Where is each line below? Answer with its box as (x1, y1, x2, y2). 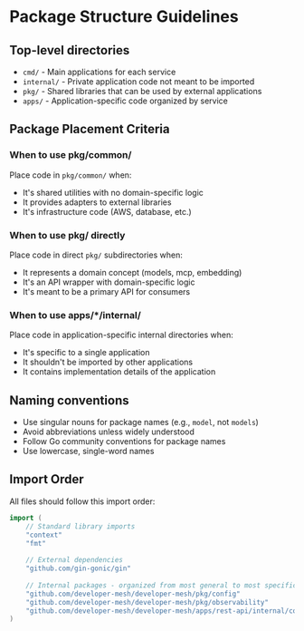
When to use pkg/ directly (9, 228, 126, 241)
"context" (25, 530, 63, 539)
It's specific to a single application (22, 347, 151, 358)
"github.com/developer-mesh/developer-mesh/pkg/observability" (25, 597, 270, 607)
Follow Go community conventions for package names (22, 436, 226, 447)
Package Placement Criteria (9, 121, 170, 137)
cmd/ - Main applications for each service (22, 66, 176, 77)
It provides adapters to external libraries (22, 197, 172, 208)
